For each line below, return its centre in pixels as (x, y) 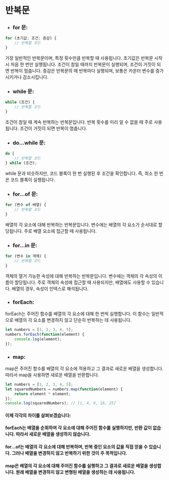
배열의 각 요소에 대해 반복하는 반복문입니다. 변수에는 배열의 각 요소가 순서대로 (81, 225)
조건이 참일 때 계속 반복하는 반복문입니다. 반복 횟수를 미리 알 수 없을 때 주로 (79, 122)
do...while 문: (29, 142)
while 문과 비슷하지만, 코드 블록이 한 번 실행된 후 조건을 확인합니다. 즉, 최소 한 (82, 173)
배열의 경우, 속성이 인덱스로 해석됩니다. (50, 288)
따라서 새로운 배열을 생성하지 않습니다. (53, 434)
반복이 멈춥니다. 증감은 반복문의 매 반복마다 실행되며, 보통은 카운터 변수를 (82, 71)
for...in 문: (25, 245)
